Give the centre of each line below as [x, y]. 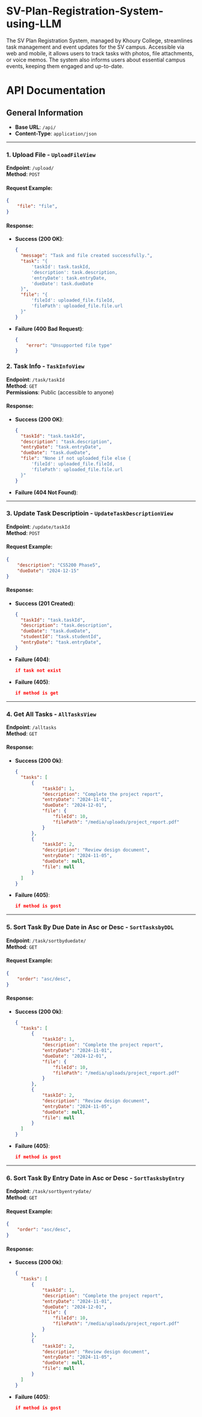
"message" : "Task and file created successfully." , [87, 256]
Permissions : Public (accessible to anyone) [60, 392]
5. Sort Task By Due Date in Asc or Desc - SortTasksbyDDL [90, 927]
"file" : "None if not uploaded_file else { [76, 459]
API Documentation [56, 91]
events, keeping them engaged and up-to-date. [65, 66]
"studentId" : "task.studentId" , [61, 637]
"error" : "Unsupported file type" [69, 345]
